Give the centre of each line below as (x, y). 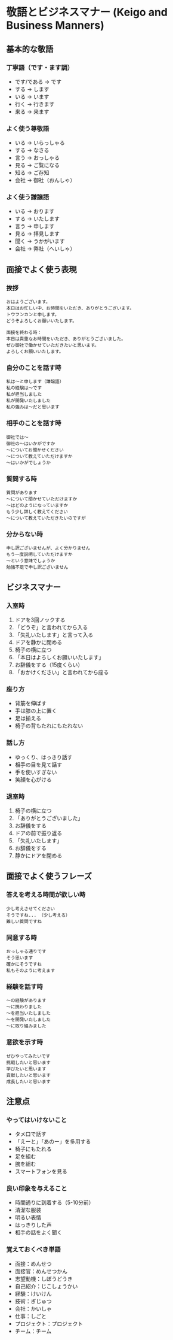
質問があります (22, 493)
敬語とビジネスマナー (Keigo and (87, 12)
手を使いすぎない (36, 772)
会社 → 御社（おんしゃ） (45, 180)
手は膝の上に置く (36, 711)
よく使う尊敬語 (28, 128)
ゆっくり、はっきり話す (44, 757)
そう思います (20, 958)
